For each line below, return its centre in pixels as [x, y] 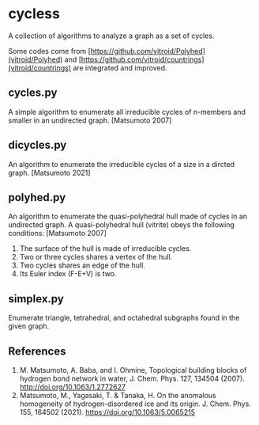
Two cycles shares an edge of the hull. [83, 265]
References [37, 351]
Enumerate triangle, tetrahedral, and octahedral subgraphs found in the [124, 318]
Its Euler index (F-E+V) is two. [68, 274]
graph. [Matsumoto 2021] [49, 173]
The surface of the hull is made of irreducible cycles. [105, 249]
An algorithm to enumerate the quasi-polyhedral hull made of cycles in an [128, 216]
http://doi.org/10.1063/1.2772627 [73, 387]
